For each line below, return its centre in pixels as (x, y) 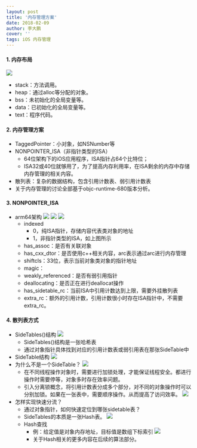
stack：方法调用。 (37, 85)
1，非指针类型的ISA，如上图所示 (72, 238)
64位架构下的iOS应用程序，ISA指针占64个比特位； (86, 159)
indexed (33, 223)
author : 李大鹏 (24, 28)
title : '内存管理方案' (32, 17)
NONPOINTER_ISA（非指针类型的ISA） (63, 151)
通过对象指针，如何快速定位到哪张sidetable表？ (82, 409)
